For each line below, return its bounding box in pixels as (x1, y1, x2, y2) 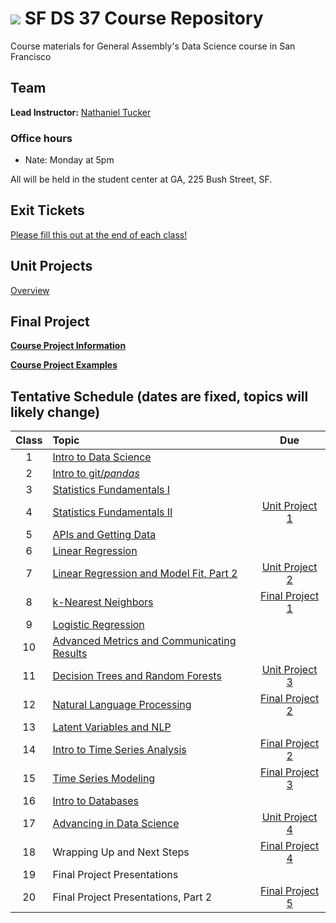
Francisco (10, 50, 52, 62)
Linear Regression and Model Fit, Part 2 (52, 567, 238, 581)
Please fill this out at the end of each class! (10, 228, 188, 241)
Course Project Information (10, 340, 127, 352)
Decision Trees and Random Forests (52, 669, 222, 683)
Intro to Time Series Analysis (52, 743, 187, 757)
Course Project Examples (10, 359, 118, 371)
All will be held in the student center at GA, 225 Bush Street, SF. (10, 173, 273, 186)
